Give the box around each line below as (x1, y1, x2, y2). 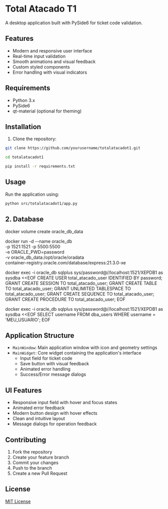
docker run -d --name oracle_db (5, 238, 72, 244)
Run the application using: (5, 191, 59, 197)
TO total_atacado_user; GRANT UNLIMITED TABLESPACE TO (5, 286, 131, 292)
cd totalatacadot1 (5, 155, 44, 160)
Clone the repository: (12, 136, 57, 142)
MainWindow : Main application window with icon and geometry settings (12, 345, 157, 351)
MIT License (5, 498, 31, 504)
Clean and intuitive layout (12, 416, 65, 422)
